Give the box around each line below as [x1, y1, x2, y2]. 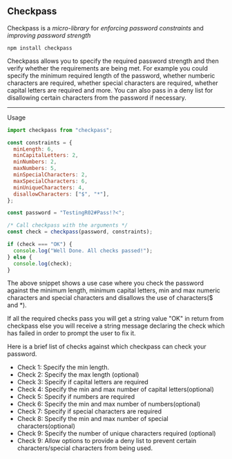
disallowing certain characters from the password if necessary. [7, 93, 186, 102]
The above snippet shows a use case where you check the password [7, 279, 204, 288]
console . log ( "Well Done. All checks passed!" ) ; [13, 247, 153, 254]
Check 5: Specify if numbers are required [17, 393, 135, 401]
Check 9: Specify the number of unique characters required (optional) [17, 429, 216, 438]
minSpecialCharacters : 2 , [13, 171, 88, 178]
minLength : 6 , [13, 145, 54, 153]
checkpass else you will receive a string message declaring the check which [7, 321, 225, 330]
